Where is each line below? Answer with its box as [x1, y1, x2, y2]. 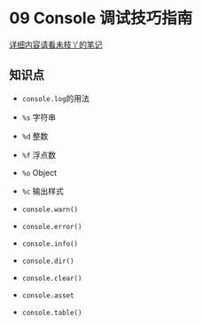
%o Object [21, 167, 58, 178]
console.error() [21, 222, 82, 231]
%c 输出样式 [21, 186, 65, 196]
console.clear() [21, 273, 82, 282]
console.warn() [21, 205, 79, 214]
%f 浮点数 [21, 149, 57, 160]
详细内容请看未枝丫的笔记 [9, 39, 103, 50]
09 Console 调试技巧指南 [9, 8, 193, 28]
